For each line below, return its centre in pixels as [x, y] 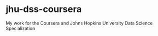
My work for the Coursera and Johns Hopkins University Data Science [79, 23]
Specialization [20, 28]
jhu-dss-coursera [44, 9]
